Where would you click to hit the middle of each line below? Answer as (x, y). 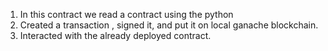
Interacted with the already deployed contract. (115, 35)
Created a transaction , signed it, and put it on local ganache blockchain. (169, 25)
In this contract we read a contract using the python (126, 14)
